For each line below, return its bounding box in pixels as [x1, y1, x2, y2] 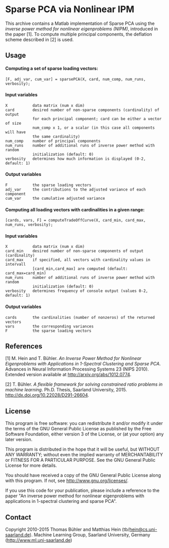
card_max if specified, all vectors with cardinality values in [5, 258, 151, 263]
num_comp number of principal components [5, 138, 101, 143]
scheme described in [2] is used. [5, 36, 74, 43]
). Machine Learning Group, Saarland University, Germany [29, 531, 151, 538]
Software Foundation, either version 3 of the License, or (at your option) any [5, 431, 164, 437]
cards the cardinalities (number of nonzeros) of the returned [5, 315, 155, 320]
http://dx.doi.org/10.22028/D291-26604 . [5, 392, 90, 398]
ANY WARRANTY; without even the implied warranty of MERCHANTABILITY [5, 452, 163, 458]
